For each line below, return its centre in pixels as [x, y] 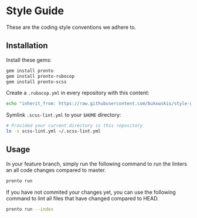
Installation [27, 46]
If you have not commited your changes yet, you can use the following [91, 192]
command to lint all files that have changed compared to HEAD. [83, 198]
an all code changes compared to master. [56, 170]
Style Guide [35, 11]
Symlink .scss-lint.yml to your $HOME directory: [64, 115]
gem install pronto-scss [36, 82]
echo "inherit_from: [31, 104]
